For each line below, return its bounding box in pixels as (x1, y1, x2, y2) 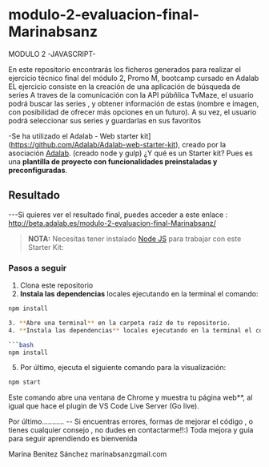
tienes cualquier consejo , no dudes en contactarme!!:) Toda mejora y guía (8, 425, 254, 435)
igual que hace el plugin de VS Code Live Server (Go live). (8, 401, 200, 411)
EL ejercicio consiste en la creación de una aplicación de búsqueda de (8, 82, 241, 91)
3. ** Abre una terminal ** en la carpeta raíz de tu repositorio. (8, 319, 231, 327)
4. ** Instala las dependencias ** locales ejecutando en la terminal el (8, 326, 252, 334)
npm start (8, 378, 42, 386)
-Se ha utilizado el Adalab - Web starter (8, 131, 139, 141)
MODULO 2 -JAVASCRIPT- (8, 49, 96, 58)
